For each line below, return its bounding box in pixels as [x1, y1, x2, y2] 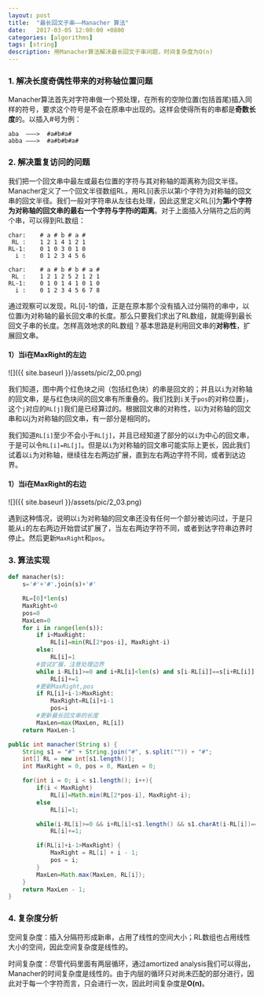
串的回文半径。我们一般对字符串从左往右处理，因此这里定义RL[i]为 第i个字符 [8, 196, 253, 205]
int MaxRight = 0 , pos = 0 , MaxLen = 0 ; [22, 762, 156, 771]
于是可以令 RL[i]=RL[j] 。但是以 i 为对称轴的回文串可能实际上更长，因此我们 [8, 440, 250, 449]
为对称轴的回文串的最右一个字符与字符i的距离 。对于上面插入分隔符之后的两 [8, 205, 251, 215]
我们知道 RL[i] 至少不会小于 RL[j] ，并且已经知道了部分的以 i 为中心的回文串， [8, 430, 254, 440]
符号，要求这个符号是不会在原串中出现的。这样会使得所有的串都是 [21, 105, 236, 114]
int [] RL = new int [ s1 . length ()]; [22, 755, 135, 763]
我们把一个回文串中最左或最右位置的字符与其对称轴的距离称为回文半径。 [8, 176, 242, 186]
